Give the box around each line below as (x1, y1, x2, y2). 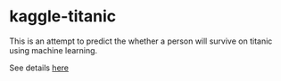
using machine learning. (9, 45, 98, 55)
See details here (9, 62, 70, 73)
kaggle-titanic (9, 6, 117, 27)
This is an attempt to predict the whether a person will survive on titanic (9, 36, 273, 46)
